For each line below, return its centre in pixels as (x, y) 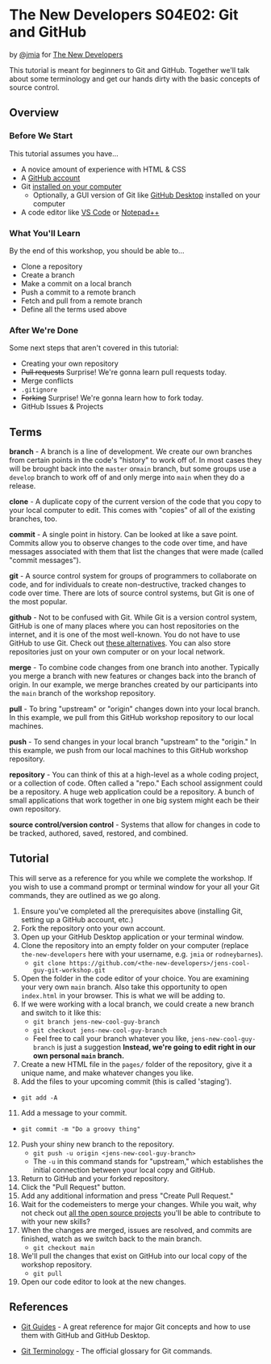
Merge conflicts (47, 381)
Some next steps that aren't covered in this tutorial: (94, 348)
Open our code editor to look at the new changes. (103, 1281)
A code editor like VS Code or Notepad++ (90, 212)
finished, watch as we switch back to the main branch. (111, 1239)
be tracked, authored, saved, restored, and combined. (99, 833)
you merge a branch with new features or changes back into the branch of (133, 676)
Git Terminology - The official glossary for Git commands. (117, 1351)
